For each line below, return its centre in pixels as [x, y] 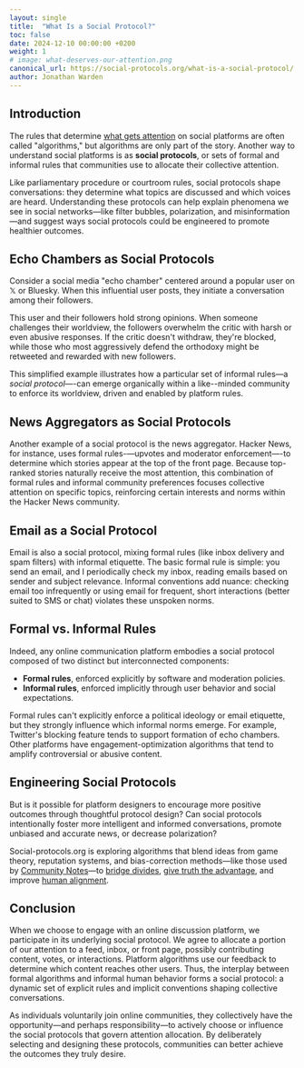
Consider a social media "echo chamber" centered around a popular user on [152, 281]
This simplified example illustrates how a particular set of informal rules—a [149, 374]
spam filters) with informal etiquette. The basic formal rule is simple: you [145, 562]
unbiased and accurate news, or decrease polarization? [113, 833]
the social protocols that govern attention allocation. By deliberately [136, 1035]
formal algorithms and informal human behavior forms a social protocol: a [147, 979]
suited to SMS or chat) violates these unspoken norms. [112, 600]
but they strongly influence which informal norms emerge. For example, [143, 724]
